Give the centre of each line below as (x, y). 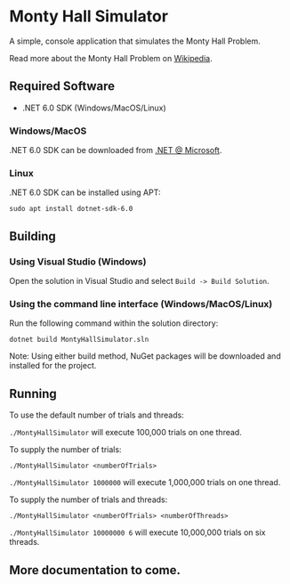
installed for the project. (53, 366)
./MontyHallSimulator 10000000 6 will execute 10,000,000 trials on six (137, 532)
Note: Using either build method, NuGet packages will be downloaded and (145, 356)
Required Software (62, 86)
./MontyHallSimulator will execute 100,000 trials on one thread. (125, 433)
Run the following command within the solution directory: (114, 323)
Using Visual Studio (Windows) (78, 262)
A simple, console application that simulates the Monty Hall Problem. (135, 41)
